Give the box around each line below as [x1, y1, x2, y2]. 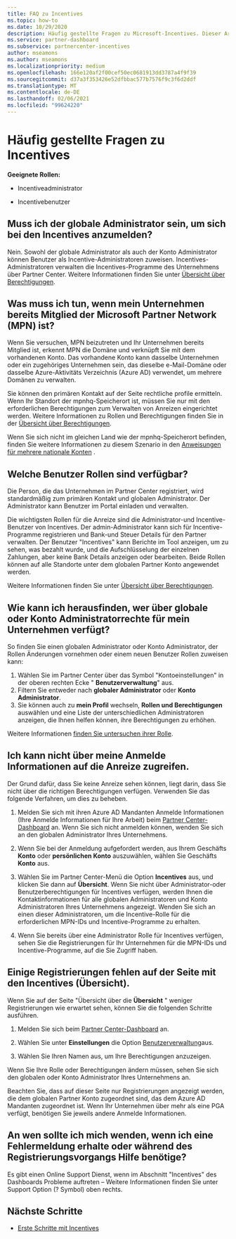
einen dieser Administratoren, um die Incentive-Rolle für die [17, 910, 190, 918]
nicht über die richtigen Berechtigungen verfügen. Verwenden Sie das [7, 787, 210, 795]
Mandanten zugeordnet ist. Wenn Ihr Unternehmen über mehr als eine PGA [7, 1101, 225, 1110]
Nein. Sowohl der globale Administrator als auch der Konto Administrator [7, 248, 218, 256]
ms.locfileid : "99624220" [7, 102, 83, 109]
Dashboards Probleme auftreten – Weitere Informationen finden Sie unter [7, 1177, 218, 1186]
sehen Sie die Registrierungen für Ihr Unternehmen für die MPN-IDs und [17, 938, 227, 946]
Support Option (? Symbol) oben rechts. [7, 1185, 123, 1193]
